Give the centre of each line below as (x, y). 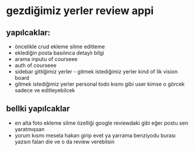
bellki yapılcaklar (38, 109)
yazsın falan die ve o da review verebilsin (65, 142)
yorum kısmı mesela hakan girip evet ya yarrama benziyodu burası (95, 135)
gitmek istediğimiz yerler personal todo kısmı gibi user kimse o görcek (100, 84)
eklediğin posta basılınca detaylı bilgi (59, 53)
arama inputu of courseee (46, 59)
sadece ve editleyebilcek (45, 90)
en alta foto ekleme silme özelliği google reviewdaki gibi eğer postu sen (101, 123)
